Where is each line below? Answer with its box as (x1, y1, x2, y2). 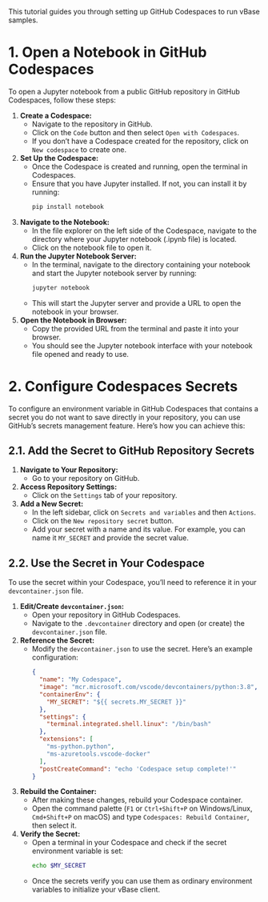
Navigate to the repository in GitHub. (31, 119, 154, 129)
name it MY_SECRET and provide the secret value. (31, 533, 190, 543)
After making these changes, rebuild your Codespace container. (31, 796, 243, 805)
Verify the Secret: (19, 829, 81, 839)
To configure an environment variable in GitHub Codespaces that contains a (8, 403, 258, 413)
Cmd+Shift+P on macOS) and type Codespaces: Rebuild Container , (31, 812, 250, 822)
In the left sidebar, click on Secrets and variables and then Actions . (31, 507, 257, 517)
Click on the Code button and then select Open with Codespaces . (31, 127, 240, 137)
